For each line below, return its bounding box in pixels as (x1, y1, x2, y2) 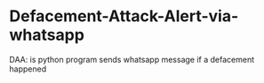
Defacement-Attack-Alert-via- (9, 6, 239, 26)
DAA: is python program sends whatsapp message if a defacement (9, 54, 255, 64)
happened (9, 64, 47, 74)
